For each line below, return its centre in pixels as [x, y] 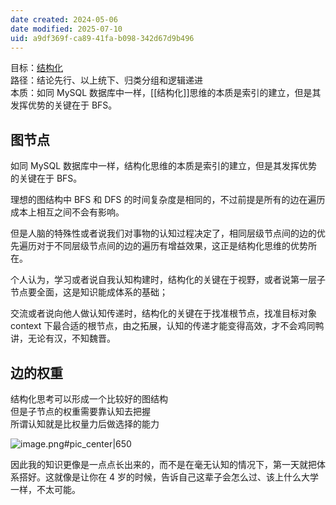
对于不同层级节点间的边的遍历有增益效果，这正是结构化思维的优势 [172, 246]
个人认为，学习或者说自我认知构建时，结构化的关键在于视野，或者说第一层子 [168, 280]
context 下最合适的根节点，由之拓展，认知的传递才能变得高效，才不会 [154, 326]
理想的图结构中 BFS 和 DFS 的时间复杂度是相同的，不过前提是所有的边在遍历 [168, 200]
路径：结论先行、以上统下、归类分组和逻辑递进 [106, 80]
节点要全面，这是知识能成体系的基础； [89, 292]
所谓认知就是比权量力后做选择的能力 [85, 424]
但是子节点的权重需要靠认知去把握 [80, 411]
